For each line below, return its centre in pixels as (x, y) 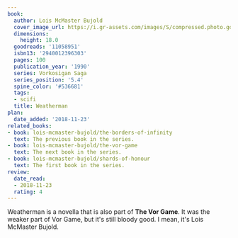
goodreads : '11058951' (47, 47)
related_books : (30, 126)
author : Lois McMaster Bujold (58, 21)
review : (19, 172)
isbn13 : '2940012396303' (50, 54)
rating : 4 (28, 192)
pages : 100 (30, 60)
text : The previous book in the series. (74, 139)
